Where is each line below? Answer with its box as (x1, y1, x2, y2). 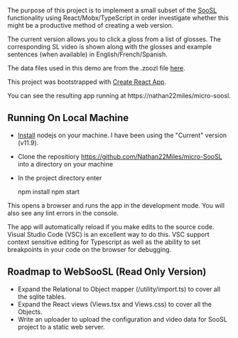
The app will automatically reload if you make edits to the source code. (7, 222, 215, 231)
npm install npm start (17, 187, 80, 196)
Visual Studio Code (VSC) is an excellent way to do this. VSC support (7, 230, 210, 238)
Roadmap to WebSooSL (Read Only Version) (7, 266, 207, 278)
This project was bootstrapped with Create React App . (7, 78, 167, 86)
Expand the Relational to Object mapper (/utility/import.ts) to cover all (17, 285, 221, 293)
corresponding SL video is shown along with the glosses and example (7, 43, 212, 51)
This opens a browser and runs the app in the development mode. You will (7, 201, 225, 209)
